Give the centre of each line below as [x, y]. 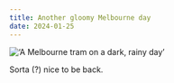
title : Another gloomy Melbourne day [80, 18]
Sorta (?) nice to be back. [56, 69]
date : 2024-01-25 [42, 26]
